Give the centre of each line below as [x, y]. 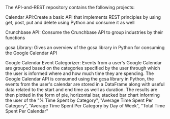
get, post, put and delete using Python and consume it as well [70, 23]
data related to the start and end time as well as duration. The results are [81, 90]
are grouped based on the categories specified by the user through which [83, 68]
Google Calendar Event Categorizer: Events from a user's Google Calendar [83, 63]
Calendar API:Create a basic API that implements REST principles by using [83, 17]
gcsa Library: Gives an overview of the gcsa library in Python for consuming [85, 47]
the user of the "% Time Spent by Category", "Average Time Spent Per [79, 100]
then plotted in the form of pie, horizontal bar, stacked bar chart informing [83, 95]
